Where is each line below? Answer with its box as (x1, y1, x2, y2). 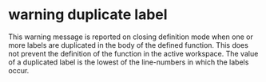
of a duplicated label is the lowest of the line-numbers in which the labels (8, 57, 249, 67)
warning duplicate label (8, 6, 168, 24)
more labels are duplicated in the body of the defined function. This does (8, 40, 249, 49)
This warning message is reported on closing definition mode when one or (8, 32, 253, 41)
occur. (8, 65, 30, 75)
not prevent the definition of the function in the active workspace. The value (8, 49, 259, 58)
